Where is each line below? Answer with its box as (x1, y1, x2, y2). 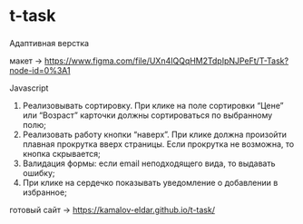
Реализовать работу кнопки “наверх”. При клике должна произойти (22, 129, 288, 141)
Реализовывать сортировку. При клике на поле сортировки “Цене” (22, 101, 284, 112)
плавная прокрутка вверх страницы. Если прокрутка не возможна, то (22, 139, 295, 150)
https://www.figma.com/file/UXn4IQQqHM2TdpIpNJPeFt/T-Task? (44, 55, 288, 66)
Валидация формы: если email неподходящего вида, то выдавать (22, 158, 276, 169)
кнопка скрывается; (22, 149, 102, 160)
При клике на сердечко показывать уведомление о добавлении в (22, 178, 279, 189)
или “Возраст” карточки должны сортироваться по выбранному (22, 110, 273, 121)
